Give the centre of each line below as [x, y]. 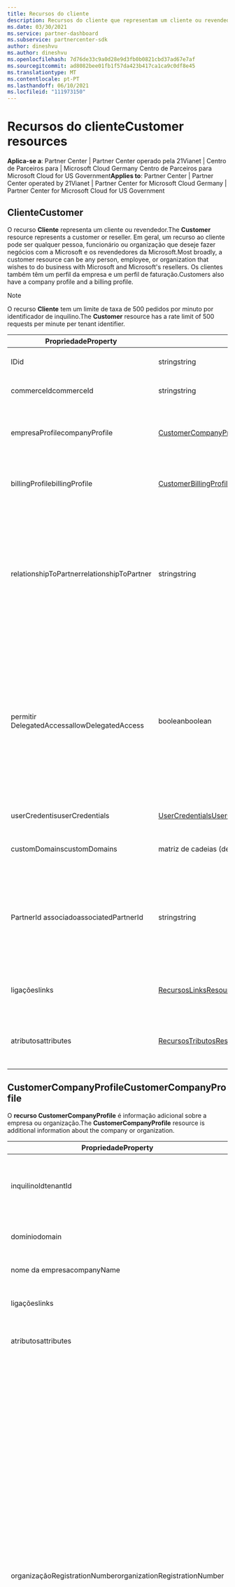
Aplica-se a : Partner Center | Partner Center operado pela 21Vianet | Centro [117, 161]
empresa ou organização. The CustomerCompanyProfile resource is [106, 1123]
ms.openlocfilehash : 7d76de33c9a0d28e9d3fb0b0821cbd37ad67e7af [101, 60]
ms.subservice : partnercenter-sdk [58, 40]
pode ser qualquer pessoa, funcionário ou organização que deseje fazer [111, 244]
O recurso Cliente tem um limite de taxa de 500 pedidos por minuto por [111, 308]
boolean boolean [185, 721]
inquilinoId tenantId [41, 1185]
